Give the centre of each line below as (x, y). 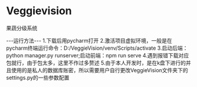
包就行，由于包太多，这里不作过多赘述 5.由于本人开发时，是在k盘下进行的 (96, 63)
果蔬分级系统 (22, 28)
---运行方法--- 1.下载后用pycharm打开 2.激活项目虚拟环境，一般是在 (89, 40)
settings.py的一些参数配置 (38, 78)
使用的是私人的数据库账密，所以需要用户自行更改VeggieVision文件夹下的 (99, 70)
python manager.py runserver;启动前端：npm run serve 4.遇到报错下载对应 (98, 55)
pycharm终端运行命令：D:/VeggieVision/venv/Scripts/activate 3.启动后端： (97, 48)
